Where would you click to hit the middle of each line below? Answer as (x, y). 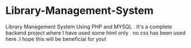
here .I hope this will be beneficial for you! (56, 39)
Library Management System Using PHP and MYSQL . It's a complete (89, 27)
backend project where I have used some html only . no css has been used (95, 32)
